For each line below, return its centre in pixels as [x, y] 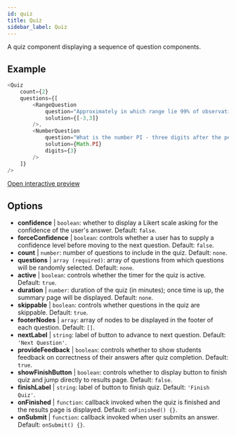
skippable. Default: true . [53, 313]
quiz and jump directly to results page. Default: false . [95, 380]
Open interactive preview [44, 184]
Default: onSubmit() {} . [51, 425]
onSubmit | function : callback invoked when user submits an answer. [118, 417]
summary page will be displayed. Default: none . [85, 298]
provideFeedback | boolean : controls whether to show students [109, 350]
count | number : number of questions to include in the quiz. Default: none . [122, 253]
